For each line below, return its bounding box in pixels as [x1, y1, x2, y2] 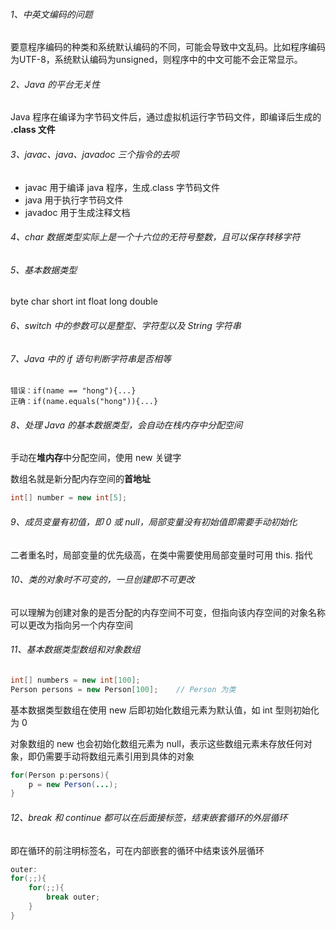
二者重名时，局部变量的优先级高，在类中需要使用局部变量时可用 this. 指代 [10, 549, 313, 561]
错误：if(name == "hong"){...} [10, 386, 137, 396]
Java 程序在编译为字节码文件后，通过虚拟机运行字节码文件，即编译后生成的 [10, 111, 322, 123]
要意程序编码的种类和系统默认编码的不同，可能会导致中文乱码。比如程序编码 [10, 41, 326, 53]
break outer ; [46, 892, 101, 903]
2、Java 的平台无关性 [10, 78, 101, 90]
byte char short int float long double [10, 295, 158, 308]
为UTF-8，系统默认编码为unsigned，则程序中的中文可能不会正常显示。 [10, 54, 303, 66]
